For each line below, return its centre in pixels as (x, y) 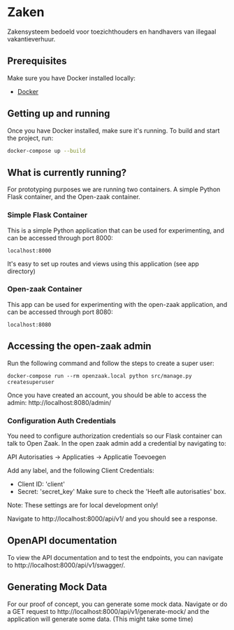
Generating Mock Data (57, 587)
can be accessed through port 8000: (60, 238)
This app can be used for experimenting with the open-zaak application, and (117, 304)
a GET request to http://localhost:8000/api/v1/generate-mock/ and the (108, 611)
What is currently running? (67, 172)
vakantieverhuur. (31, 39)
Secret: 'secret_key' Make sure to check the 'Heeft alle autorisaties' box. (122, 491)
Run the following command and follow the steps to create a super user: (111, 363)
